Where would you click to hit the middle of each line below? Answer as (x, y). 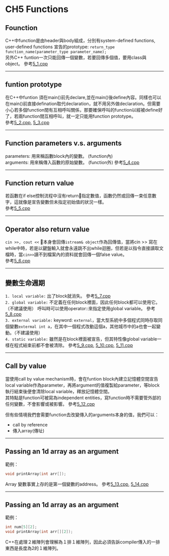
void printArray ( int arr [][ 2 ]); (39, 532)
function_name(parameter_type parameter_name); (56, 52)
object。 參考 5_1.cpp (27, 64)
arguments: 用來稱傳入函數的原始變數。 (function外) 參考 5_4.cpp (72, 162)
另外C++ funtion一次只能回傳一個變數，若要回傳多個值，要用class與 (76, 57)
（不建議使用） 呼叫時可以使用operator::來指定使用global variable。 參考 (80, 309)
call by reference (30, 425)
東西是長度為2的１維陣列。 (33, 548)
